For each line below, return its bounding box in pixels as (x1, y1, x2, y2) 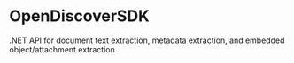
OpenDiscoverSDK (9, 6, 151, 26)
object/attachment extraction (9, 44, 115, 54)
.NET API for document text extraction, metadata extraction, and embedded (9, 35, 285, 45)
